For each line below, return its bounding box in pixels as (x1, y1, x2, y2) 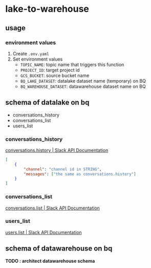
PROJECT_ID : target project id (20, 67, 80, 73)
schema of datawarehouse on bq (5, 244, 113, 253)
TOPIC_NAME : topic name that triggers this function (20, 61, 124, 67)
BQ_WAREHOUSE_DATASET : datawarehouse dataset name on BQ (20, 83, 146, 89)
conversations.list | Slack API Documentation (5, 205, 100, 211)
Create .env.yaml (12, 50, 50, 56)
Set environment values (12, 56, 63, 62)
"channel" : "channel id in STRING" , (24, 166, 102, 172)
